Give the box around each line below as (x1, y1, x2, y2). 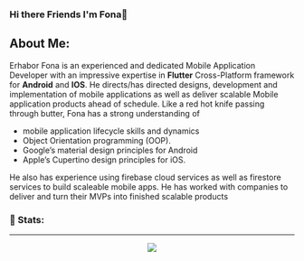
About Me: (9, 36, 71, 51)
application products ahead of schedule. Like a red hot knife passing (9, 98, 265, 109)
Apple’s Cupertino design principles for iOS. (22, 154, 186, 165)
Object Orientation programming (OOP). (22, 135, 172, 145)
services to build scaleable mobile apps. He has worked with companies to (9, 181, 289, 192)
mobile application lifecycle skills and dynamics (22, 126, 200, 136)
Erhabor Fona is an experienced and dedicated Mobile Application (9, 60, 256, 70)
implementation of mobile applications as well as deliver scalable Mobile (9, 89, 279, 99)
